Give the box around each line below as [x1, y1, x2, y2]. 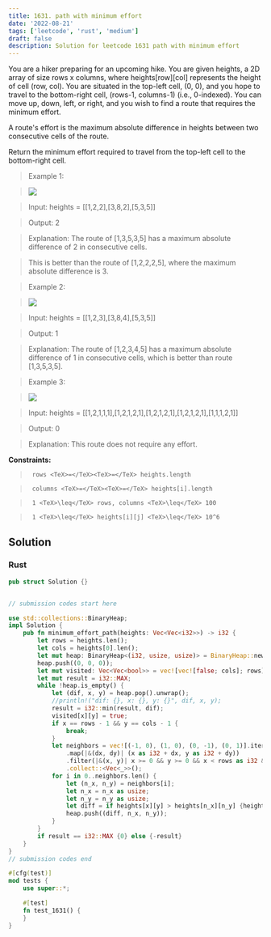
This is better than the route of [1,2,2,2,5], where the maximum [27, 258, 236, 268]
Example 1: [27, 172, 65, 181]
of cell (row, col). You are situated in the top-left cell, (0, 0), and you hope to [8, 82, 261, 91]
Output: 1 [27, 329, 59, 338]
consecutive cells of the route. [8, 131, 110, 142]
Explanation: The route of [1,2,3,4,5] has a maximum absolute [27, 345, 232, 354]
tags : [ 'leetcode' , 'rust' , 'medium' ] [8, 27, 139, 35]
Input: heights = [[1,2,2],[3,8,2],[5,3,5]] [27, 202, 156, 212]
